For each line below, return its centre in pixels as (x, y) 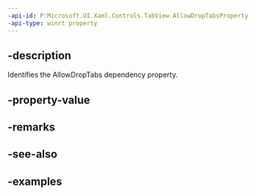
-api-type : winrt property (53, 23)
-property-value (49, 100)
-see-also (33, 154)
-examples (35, 181)
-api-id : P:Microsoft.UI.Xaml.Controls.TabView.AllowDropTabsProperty (128, 16)
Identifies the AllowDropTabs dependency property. (93, 75)
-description (39, 56)
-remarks (31, 128)
